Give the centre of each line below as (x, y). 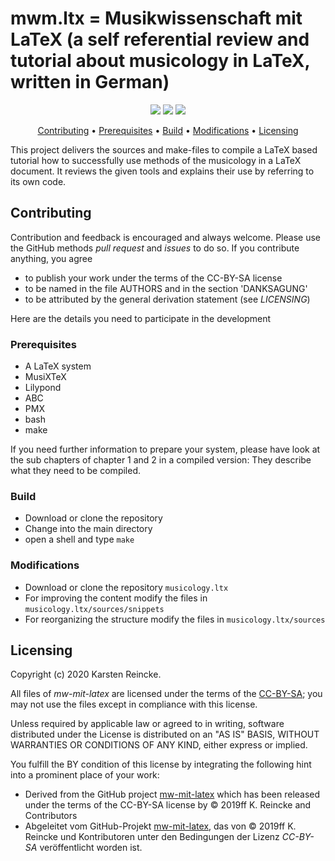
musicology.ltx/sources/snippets (94, 609)
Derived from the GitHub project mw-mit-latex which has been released (172, 794)
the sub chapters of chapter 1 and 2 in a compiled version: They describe (161, 460)
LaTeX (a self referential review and (160, 39)
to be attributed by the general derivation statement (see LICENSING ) (167, 299)
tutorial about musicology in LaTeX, (160, 61)
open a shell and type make (79, 539)
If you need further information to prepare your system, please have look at (165, 449)
